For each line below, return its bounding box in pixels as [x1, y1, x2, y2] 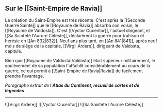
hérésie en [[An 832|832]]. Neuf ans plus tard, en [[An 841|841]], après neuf [5, 38, 158, 44]
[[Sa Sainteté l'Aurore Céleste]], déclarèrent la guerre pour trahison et [5, 32, 145, 38]
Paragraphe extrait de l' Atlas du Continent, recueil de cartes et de [5, 82, 140, 88]
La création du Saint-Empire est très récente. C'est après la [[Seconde [5, 17, 146, 23]
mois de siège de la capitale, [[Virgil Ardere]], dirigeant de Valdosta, [5, 43, 141, 48]
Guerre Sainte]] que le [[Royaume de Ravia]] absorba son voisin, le [5, 22, 139, 28]
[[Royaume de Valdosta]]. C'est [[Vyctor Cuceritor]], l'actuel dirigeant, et [5, 27, 150, 33]
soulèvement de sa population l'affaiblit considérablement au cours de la [5, 63, 150, 68]
